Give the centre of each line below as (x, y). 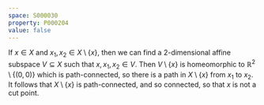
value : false (30, 30)
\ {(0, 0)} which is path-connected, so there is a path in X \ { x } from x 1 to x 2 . (131, 75)
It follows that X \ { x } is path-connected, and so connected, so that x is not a (132, 84)
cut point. (24, 93)
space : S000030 (33, 15)
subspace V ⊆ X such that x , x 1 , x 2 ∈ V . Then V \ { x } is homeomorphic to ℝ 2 (132, 65)
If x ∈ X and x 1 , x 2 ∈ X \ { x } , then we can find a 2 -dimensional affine (120, 54)
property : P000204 (38, 23)
